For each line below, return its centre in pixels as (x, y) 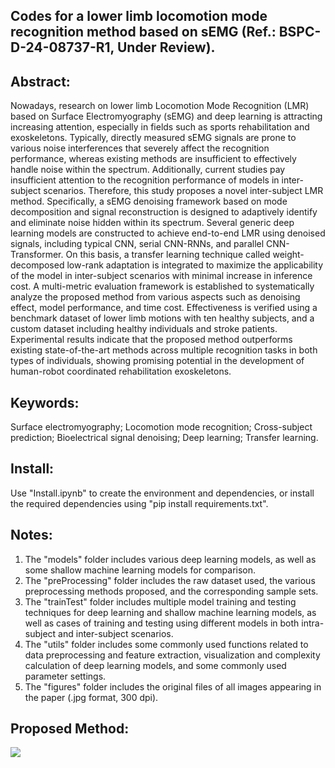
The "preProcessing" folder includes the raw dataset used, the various (170, 580)
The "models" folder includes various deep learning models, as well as (170, 559)
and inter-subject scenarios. (116, 633)
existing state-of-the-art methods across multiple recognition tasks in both (164, 350)
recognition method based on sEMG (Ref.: (143, 32)
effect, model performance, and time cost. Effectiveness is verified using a (164, 308)
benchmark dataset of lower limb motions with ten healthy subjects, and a (162, 318)
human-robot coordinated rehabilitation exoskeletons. (121, 371)
